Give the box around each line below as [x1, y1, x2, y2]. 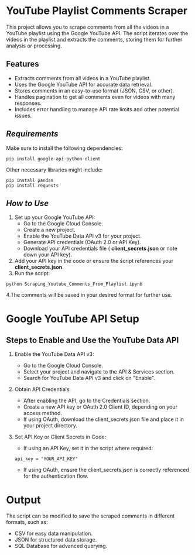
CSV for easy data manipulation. [14, 530, 93, 537]
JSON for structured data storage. [14, 536, 97, 543]
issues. [14, 112, 32, 119]
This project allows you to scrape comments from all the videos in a [6, 23, 169, 30]
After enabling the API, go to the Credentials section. [23, 397, 150, 405]
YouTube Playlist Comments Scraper [6, 4, 188, 18]
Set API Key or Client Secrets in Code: [14, 433, 107, 440]
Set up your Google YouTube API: [14, 214, 95, 221]
